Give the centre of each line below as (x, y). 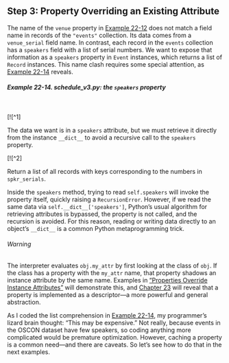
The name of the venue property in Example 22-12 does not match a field (110, 27)
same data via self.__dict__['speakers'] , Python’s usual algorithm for (107, 206)
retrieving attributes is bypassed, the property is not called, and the (102, 214)
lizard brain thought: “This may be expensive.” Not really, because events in (114, 322)
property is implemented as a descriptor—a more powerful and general (108, 294)
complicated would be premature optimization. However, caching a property (115, 337)
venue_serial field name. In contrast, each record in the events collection (110, 42)
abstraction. (24, 302)
